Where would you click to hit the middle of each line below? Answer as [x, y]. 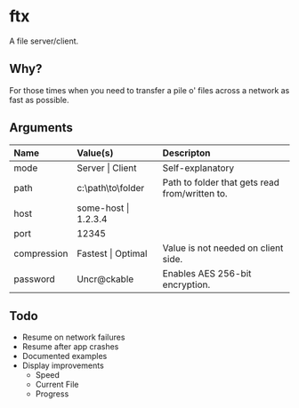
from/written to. [195, 193]
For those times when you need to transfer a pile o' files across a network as [149, 90]
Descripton [186, 153]
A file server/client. [44, 41]
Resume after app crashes [70, 347]
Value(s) [95, 153]
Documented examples [65, 356]
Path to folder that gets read [221, 182]
